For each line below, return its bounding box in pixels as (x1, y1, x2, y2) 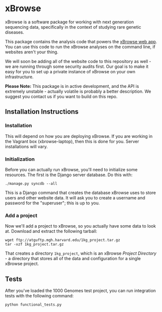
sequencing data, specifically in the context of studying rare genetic (5, 24, 142, 30)
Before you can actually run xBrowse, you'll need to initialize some (5, 166, 138, 172)
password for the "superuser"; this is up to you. (5, 200, 100, 206)
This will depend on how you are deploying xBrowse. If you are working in (5, 133, 153, 139)
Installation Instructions (5, 108, 79, 116)
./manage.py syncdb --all (5, 181, 57, 186)
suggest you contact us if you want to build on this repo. (5, 93, 118, 99)
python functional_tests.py (5, 302, 62, 307)
